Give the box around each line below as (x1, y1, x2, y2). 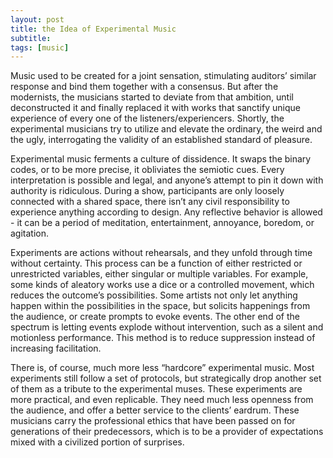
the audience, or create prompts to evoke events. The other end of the (10, 311, 300, 323)
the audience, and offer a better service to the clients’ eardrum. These (10, 404, 300, 416)
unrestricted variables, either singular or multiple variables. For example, (10, 268, 309, 280)
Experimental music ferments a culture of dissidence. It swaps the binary (10, 153, 312, 165)
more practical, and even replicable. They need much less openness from (10, 394, 314, 406)
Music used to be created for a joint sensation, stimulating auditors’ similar (10, 70, 317, 82)
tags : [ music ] (10, 42, 70, 53)
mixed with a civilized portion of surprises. (10, 436, 185, 448)
